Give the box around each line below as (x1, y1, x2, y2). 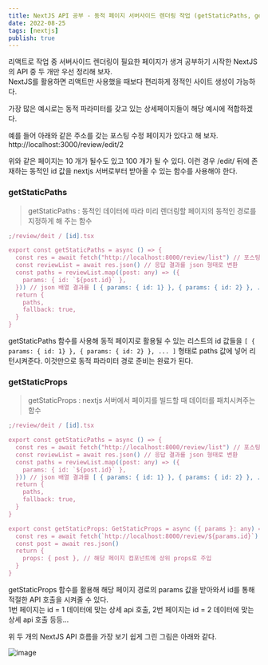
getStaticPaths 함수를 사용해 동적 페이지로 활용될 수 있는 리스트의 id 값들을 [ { (8, 336, 255, 346)
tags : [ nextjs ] (8, 26, 59, 34)
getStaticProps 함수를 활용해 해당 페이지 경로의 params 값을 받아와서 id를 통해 (8, 584, 255, 594)
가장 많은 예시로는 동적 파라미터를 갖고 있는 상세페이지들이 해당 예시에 (8, 104, 226, 113)
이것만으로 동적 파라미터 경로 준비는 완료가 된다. (44, 356, 194, 366)
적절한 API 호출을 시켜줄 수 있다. (8, 595, 109, 604)
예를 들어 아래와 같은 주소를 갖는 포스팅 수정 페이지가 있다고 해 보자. (8, 131, 219, 141)
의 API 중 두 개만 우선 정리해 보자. (8, 67, 113, 77)
